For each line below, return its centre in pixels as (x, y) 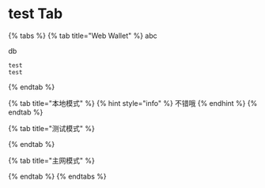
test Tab (36, 14)
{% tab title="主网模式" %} (51, 160)
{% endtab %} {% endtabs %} (57, 176)
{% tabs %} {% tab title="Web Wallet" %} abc (83, 36)
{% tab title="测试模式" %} (51, 128)
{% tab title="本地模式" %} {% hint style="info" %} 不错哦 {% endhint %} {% (133, 103)
